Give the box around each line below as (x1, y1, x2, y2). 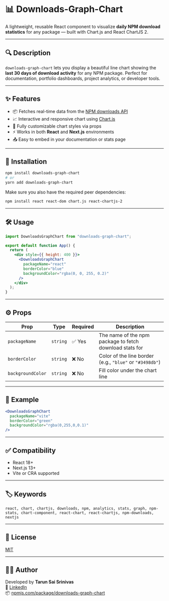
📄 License (5, 533, 37, 542)
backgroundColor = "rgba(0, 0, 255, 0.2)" (23, 271, 109, 276)
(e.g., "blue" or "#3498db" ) (99, 359, 161, 365)
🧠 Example (5, 395, 39, 404)
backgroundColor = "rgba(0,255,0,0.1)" (10, 423, 89, 428)
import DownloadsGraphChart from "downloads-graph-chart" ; (5, 234, 132, 239)
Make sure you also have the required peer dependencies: (5, 189, 126, 195)
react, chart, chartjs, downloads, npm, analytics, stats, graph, (5, 506, 147, 511)
